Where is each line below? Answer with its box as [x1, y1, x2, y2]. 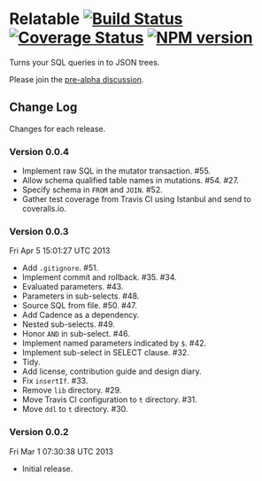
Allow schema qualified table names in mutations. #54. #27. [21, 175, 239, 186]
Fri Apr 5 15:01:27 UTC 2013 [9, 245, 111, 256]
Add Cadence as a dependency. [21, 310, 140, 321]
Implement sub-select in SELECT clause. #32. [21, 347, 190, 358]
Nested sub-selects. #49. [21, 319, 115, 330]
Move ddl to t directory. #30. [21, 404, 128, 415]
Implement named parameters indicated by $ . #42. [21, 337, 207, 349]
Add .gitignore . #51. [21, 262, 99, 274]
